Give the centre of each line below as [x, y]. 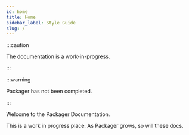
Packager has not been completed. [49, 91]
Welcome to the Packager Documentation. [58, 114]
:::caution [18, 45]
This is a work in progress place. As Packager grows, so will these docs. [95, 126]
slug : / [16, 28]
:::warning [18, 80]
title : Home [21, 17]
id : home [17, 12]
